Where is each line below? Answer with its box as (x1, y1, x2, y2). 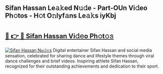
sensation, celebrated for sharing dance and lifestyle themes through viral (5, 53, 154, 58)
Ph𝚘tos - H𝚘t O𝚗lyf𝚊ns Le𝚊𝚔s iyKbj (5, 12, 116, 20)
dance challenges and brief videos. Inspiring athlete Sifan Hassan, (5, 58, 139, 64)
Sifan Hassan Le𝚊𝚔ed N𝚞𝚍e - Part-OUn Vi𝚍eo (5, 4, 148, 12)
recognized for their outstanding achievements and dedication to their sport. (5, 63, 159, 69)
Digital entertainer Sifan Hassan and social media (53, 48, 152, 53)
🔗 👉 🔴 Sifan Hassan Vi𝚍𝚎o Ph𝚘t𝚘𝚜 (5, 32, 114, 40)
